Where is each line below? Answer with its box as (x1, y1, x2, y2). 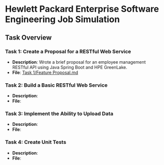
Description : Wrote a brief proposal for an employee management (12, 59, 146, 65)
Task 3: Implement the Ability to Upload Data (5, 110, 114, 117)
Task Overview (5, 33, 52, 42)
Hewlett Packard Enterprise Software (5, 3, 159, 15)
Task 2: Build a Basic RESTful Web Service (5, 82, 108, 89)
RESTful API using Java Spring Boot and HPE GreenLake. (12, 64, 127, 70)
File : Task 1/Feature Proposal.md (12, 70, 78, 75)
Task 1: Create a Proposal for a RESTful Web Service (5, 48, 131, 55)
